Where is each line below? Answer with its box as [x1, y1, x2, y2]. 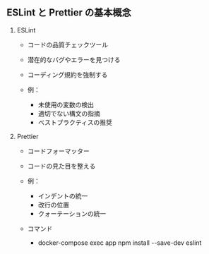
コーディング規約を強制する [27, 70, 108, 79]
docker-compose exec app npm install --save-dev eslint [37, 238, 202, 247]
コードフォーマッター [27, 147, 90, 155]
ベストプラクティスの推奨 [37, 118, 112, 126]
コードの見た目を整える [27, 162, 96, 170]
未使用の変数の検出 [37, 100, 95, 109]
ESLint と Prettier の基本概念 [6, 6, 131, 19]
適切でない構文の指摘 [37, 109, 100, 118]
